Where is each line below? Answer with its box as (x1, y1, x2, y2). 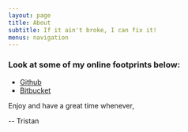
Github (19, 77, 42, 86)
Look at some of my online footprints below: (8, 60, 180, 71)
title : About (8, 19, 51, 27)
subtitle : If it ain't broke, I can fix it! (8, 26, 157, 34)
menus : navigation (8, 33, 69, 42)
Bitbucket (19, 86, 51, 95)
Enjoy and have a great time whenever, (8, 101, 134, 110)
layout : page (8, 11, 51, 20)
